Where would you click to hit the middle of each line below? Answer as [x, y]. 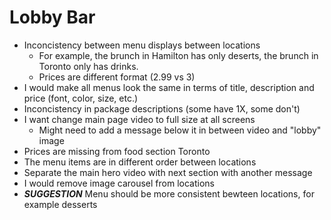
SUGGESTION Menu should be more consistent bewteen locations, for [169, 193]
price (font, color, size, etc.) [81, 98]
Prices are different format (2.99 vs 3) [117, 77]
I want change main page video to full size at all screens [139, 119]
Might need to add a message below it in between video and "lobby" [180, 130]
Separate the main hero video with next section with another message [168, 172]
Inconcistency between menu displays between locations [142, 45]
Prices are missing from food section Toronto [117, 151]
